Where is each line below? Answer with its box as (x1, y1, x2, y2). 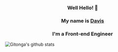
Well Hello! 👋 (67, 4, 98, 11)
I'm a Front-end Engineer (52, 30, 113, 37)
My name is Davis (61, 17, 104, 24)
